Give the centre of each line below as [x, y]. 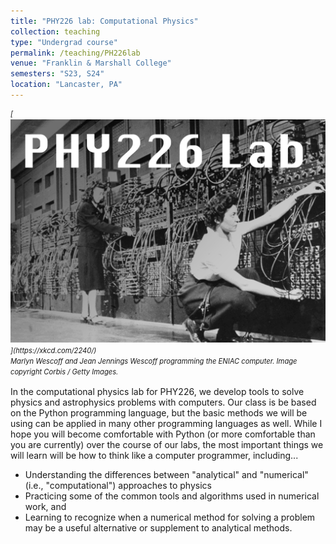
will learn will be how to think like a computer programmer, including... [154, 455]
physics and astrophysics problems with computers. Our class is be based [163, 402]
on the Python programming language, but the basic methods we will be [159, 412]
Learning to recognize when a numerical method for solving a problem [170, 517]
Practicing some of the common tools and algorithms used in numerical [172, 496]
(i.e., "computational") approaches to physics [118, 485]
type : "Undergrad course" [64, 42]
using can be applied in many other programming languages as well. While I [166, 423]
